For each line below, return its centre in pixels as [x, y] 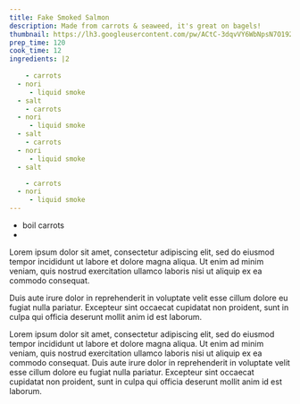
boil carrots [43, 225]
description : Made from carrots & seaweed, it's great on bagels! [135, 26]
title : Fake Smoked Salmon [59, 17]
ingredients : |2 [39, 59]
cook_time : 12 [36, 51]
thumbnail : [29, 34]
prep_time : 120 [37, 42]
